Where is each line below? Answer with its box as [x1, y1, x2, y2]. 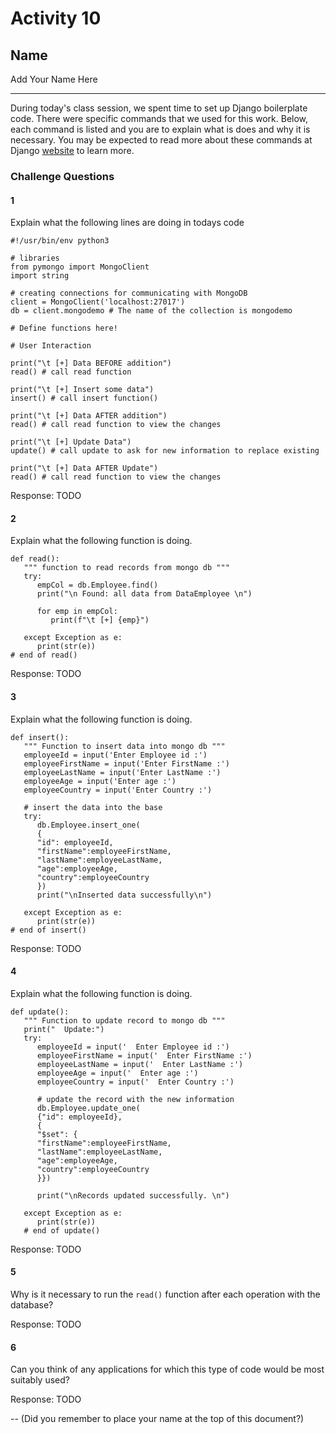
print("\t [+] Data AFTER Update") [10, 463, 159, 474]
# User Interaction [10, 341, 92, 351]
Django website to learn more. [10, 145, 135, 156]
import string [10, 271, 70, 281]
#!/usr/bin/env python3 [10, 236, 110, 246]
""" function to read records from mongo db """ [23, 563, 230, 573]
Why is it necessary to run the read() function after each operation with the [10, 1288, 321, 1300]
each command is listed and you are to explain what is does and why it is [10, 123, 311, 135]
